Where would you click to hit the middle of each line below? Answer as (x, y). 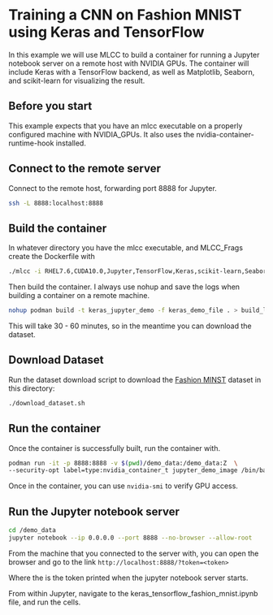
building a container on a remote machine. (79, 296)
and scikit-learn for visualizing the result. (77, 80)
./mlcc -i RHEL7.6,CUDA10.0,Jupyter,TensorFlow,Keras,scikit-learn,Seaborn (139, 271)
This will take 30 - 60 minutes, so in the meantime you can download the (130, 326)
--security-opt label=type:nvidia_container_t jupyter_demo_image (123, 470)
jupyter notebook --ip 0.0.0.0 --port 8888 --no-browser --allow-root (130, 538)
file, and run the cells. (45, 602)
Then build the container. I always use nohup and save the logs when (124, 287)
